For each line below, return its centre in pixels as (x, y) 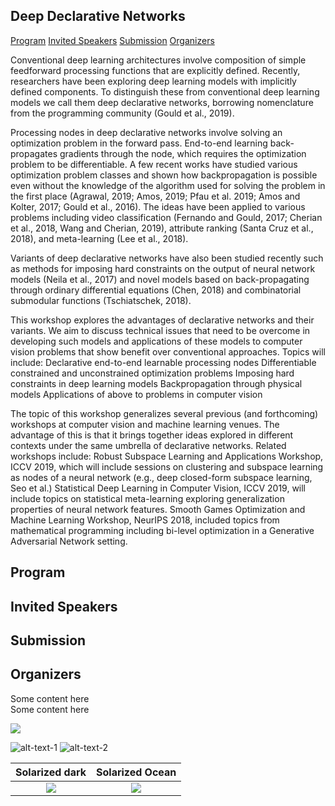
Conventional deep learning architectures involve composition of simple (158, 60)
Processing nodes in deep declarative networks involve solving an (146, 132)
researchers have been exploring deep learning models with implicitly (153, 81)
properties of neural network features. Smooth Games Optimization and (158, 509)
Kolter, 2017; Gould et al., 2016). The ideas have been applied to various (158, 206)
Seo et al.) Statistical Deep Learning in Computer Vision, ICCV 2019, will (158, 488)
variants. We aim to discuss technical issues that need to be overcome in (160, 330)
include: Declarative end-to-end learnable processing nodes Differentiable (163, 362)
